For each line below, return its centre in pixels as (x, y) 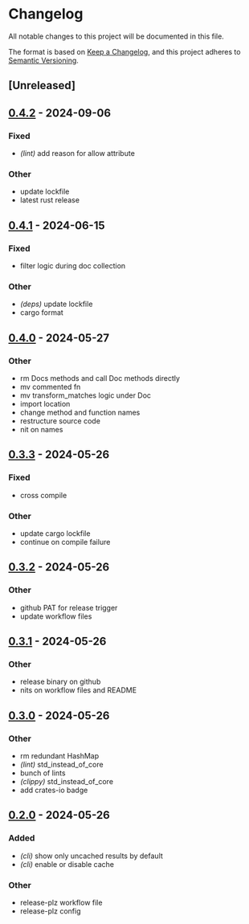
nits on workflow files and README (78, 690)
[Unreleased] (42, 86)
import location (45, 403)
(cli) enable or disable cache (67, 864)
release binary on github (60, 682)
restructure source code (60, 421)
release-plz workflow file (61, 903)
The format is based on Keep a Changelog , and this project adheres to (124, 51)
